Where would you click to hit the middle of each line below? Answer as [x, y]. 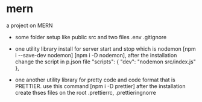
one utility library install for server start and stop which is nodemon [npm [105, 49]
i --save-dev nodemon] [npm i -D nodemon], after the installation [96, 55]
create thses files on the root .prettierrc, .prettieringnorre [86, 92]
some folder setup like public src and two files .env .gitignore [91, 37]
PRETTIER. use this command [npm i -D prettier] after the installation [100, 86]
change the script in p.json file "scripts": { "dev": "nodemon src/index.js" [105, 62]
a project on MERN [30, 25]
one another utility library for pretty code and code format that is [95, 80]
